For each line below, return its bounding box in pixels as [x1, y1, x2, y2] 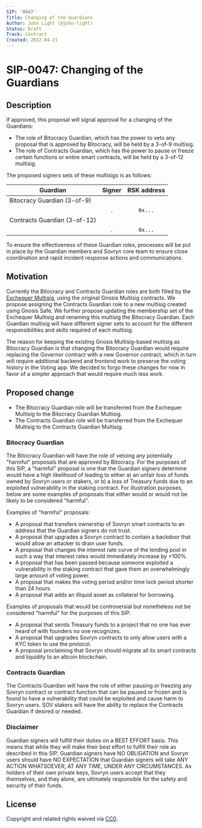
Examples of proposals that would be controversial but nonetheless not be [6, 603, 191, 610]
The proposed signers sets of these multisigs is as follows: [6, 172, 152, 179]
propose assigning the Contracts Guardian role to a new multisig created [6, 300, 187, 307]
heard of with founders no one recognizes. [14, 627, 122, 634]
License [6, 799, 37, 809]
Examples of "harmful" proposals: [6, 508, 90, 516]
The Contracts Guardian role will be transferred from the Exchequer [14, 416, 183, 424]
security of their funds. [6, 781, 63, 789]
